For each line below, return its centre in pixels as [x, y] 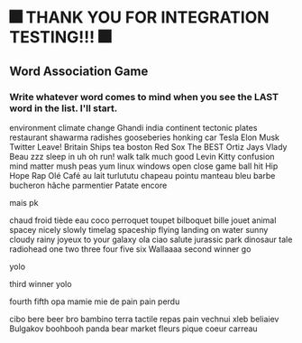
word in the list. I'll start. [64, 108]
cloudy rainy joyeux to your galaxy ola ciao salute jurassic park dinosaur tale [151, 239]
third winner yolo [41, 283]
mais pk [24, 202]
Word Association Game [79, 71]
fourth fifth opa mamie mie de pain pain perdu [95, 301]
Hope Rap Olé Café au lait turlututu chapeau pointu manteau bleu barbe [142, 175]
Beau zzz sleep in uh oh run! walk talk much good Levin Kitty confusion [142, 156]
